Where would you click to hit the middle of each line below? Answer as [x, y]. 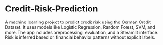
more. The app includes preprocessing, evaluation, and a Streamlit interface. [82, 32]
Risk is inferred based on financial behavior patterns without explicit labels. [80, 37]
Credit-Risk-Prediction [52, 9]
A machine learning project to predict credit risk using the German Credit [78, 22]
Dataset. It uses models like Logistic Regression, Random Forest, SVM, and [80, 27]
